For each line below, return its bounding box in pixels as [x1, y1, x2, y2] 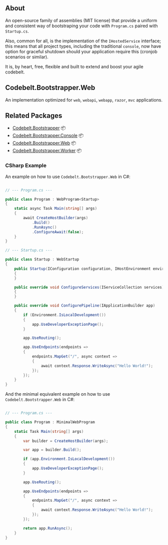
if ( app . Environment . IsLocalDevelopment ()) [23, 457, 115, 462]
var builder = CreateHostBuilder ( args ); [23, 438, 108, 443]
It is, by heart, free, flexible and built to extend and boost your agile [5, 63, 143, 69]
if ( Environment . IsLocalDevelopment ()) [23, 312, 106, 317]
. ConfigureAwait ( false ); [31, 229, 84, 234]
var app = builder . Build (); [23, 447, 81, 452]
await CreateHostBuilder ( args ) [23, 216, 88, 221]
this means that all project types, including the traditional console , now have [5, 43, 161, 49]
